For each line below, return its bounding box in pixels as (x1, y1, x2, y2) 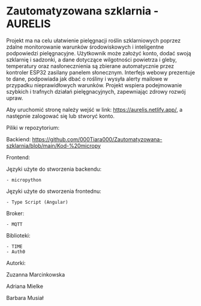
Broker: (6, 209, 25, 217)
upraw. (6, 94, 23, 102)
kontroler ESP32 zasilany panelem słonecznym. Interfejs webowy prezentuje (6, 69, 195, 76)
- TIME (6, 243, 23, 249)
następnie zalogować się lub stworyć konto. (6, 112, 115, 120)
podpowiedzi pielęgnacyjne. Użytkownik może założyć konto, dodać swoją (6, 49, 191, 57)
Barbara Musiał (6, 294, 44, 301)
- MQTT (6, 221, 23, 227)
